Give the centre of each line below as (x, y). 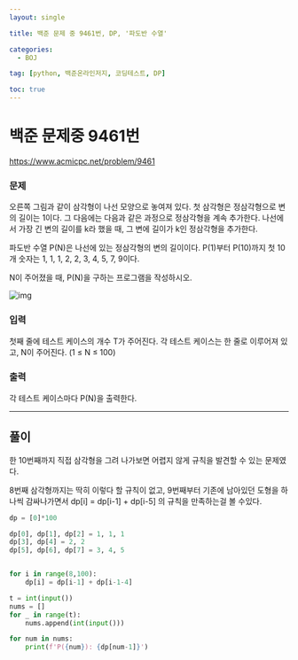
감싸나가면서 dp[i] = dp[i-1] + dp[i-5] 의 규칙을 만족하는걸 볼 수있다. (144, 501)
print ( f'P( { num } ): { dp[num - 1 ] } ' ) (87, 648)
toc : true (27, 89)
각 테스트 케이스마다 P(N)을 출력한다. (73, 398)
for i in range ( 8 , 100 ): (53, 574)
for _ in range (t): (45, 615)
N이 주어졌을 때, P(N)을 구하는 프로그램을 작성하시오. (101, 278)
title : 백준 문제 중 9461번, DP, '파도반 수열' (89, 33)
